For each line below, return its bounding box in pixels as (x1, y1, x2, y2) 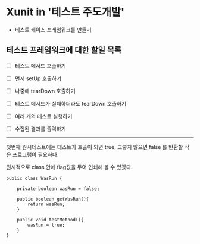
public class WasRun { (6, 176, 62, 182)
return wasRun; (27, 201, 65, 208)
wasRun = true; (27, 222, 65, 229)
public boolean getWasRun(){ (17, 197, 89, 202)
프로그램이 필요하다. (12, 151, 59, 158)
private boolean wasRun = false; (17, 186, 100, 192)
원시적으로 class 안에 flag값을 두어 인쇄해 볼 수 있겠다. (6, 164, 133, 171)
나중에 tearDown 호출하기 (14, 87, 76, 94)
